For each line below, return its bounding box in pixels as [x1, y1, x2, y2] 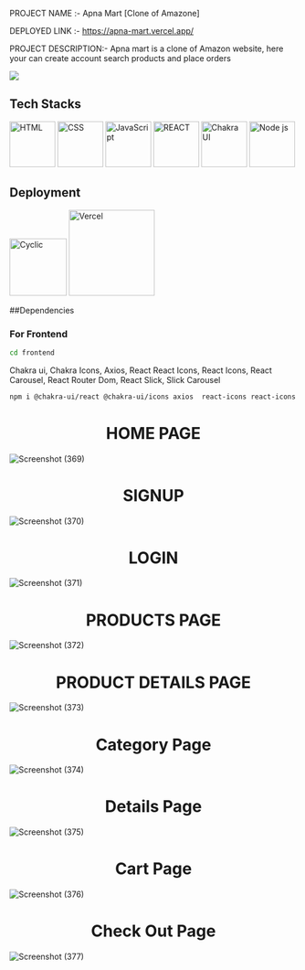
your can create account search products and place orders [9, 53, 231, 63]
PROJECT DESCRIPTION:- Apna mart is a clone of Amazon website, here [9, 43, 284, 54]
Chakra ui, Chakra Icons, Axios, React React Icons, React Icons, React [9, 365, 272, 376]
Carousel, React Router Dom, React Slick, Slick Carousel [9, 374, 221, 385]
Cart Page [114, 858, 193, 879]
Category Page [95, 734, 212, 755]
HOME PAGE [106, 422, 201, 443]
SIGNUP [122, 485, 184, 506]
